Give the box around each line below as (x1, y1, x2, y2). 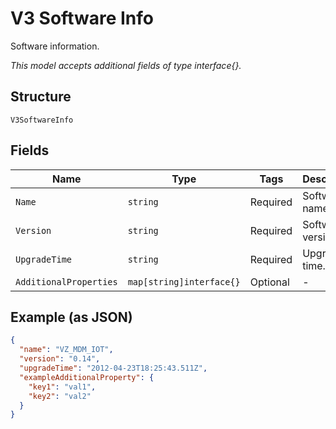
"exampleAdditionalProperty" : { (19, 372, 155, 382)
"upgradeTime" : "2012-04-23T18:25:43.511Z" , (19, 363, 208, 373)
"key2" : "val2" (28, 391, 92, 401)
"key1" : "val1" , (28, 382, 97, 392)
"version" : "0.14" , (19, 354, 101, 364)
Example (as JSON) (10, 308, 133, 326)
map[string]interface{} (127, 276, 241, 287)
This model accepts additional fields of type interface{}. (10, 59, 242, 71)
